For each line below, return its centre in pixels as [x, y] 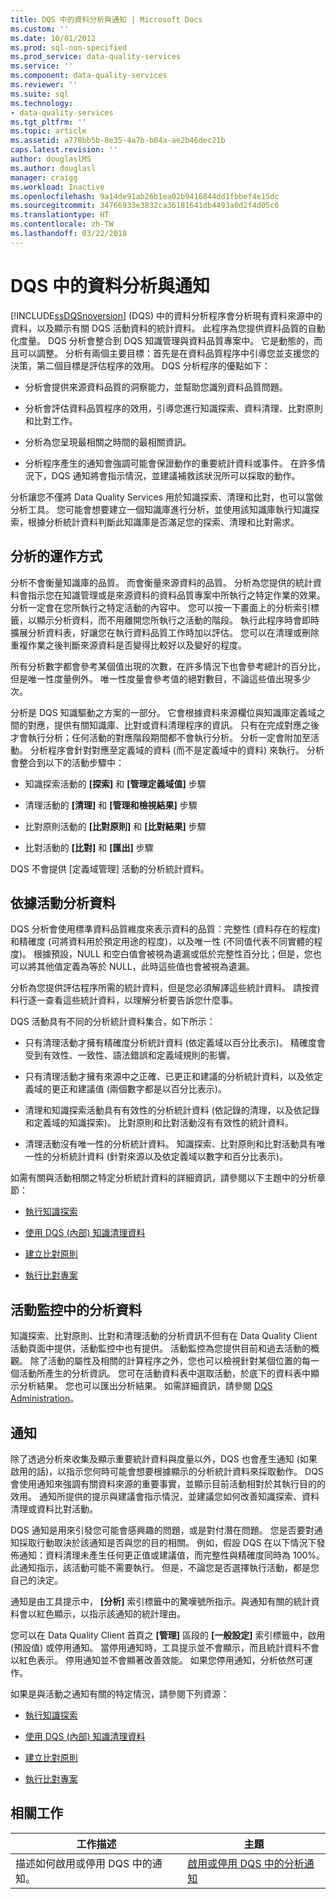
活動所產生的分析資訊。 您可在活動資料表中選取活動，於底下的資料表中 [164, 1373]
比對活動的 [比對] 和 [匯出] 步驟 [89, 847]
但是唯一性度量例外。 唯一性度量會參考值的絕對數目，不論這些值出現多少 [160, 678]
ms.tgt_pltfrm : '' [48, 122]
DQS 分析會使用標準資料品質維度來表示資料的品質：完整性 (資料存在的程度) [165, 929]
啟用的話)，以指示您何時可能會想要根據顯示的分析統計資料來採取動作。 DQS [167, 1471]
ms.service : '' [42, 66]
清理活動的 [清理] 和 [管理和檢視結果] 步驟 [111, 805]
